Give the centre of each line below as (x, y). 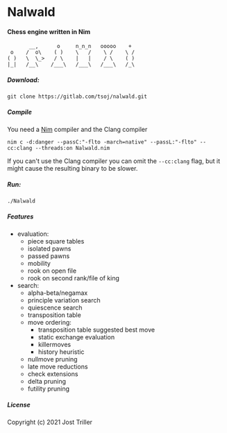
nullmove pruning (52, 359)
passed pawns (49, 256)
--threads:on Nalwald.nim (73, 148)
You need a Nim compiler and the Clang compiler (77, 130)
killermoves (54, 345)
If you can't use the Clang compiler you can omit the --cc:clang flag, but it (114, 161)
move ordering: (49, 323)
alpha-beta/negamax (58, 293)
